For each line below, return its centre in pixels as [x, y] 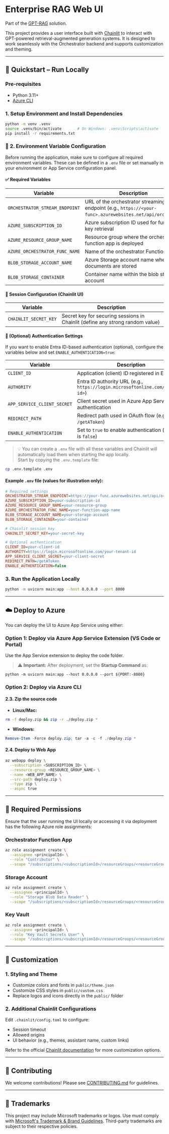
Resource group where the [116, 237]
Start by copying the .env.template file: [58, 460]
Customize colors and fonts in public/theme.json [63, 985]
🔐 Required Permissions [43, 809]
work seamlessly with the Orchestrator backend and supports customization [84, 43]
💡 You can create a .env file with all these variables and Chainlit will [87, 449]
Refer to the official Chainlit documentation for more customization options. [83, 1050]
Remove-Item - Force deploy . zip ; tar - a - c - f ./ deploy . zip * [71, 738]
